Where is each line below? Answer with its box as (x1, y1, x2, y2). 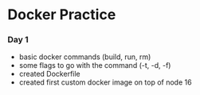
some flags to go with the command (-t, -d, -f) (18, 61, 171, 70)
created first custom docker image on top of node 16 (18, 77, 192, 87)
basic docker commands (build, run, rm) (18, 52, 151, 61)
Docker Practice (7, 6, 116, 24)
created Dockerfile (18, 69, 80, 79)
